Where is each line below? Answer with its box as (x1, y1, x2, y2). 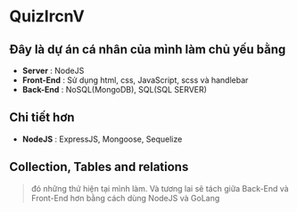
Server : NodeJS (21, 65, 85, 76)
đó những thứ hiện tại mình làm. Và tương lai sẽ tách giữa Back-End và (30, 183, 289, 193)
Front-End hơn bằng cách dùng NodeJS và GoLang (30, 192, 220, 203)
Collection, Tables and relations (9, 159, 189, 175)
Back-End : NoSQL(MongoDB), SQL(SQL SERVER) (21, 85, 208, 94)
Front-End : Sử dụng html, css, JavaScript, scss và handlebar (21, 75, 249, 86)
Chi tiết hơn (9, 110, 75, 126)
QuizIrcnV (9, 6, 85, 27)
